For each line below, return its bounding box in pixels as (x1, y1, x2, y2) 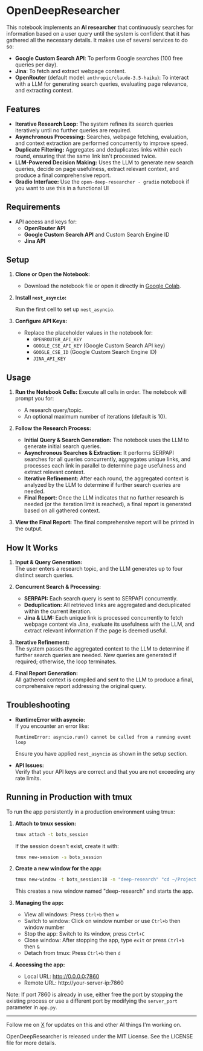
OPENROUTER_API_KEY (33, 336, 83, 343)
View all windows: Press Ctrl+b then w (24, 911, 119, 918)
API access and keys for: (14, 218, 77, 225)
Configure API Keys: (14, 318, 68, 325)
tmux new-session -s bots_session (14, 854, 102, 860)
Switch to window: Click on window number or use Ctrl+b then (24, 918, 181, 925)
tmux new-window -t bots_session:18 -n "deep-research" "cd (14, 876, 170, 882)
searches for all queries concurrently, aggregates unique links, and (24, 455, 191, 463)
